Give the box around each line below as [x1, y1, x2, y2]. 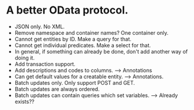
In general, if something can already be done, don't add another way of [14, 48, 188, 55]
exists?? [14, 98, 35, 105]
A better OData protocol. [6, 4, 129, 17]
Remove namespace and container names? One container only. [14, 29, 169, 36]
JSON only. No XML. [14, 23, 65, 30]
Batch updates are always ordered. [14, 85, 100, 92]
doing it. [14, 54, 35, 61]
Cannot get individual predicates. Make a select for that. [14, 42, 152, 49]
